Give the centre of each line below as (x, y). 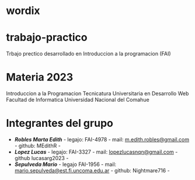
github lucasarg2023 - (41, 158)
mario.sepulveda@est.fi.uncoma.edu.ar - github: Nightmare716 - (92, 170)
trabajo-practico (47, 38)
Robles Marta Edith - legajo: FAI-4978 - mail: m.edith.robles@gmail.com (102, 139)
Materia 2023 (40, 77)
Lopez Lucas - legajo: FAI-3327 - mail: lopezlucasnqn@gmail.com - (96, 152)
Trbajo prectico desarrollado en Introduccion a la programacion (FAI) (88, 54)
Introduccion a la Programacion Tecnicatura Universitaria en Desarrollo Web (97, 94)
